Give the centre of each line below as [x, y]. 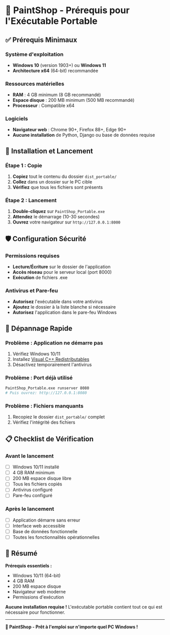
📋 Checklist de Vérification [49, 439]
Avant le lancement [30, 456]
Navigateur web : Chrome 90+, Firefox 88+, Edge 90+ [69, 130]
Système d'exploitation [34, 54]
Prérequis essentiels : [29, 566]
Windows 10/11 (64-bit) [36, 575]
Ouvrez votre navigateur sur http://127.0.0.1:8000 [66, 222]
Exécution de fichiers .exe [40, 278]
